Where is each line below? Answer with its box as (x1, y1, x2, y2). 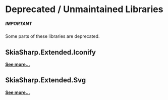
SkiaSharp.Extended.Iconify (5, 48, 96, 57)
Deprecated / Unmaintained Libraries (5, 4, 163, 15)
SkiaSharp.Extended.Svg (5, 76, 86, 84)
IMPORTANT (5, 20, 32, 26)
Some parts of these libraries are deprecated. (5, 33, 100, 39)
